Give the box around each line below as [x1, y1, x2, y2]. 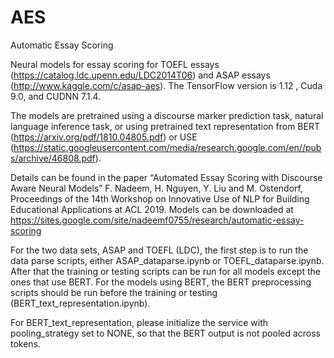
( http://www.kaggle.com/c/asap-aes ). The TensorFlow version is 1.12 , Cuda [10, 79, 323, 91]
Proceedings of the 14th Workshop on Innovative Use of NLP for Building [10, 192, 310, 205]
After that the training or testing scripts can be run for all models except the [10, 265, 321, 277]
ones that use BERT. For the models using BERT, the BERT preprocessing [10, 276, 312, 288]
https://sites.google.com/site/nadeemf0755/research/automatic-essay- [10, 214, 305, 226]
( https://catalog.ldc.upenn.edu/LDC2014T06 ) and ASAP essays [10, 69, 271, 81]
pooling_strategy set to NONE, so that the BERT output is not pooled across [10, 327, 322, 339]
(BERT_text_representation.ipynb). [10, 297, 151, 309]
